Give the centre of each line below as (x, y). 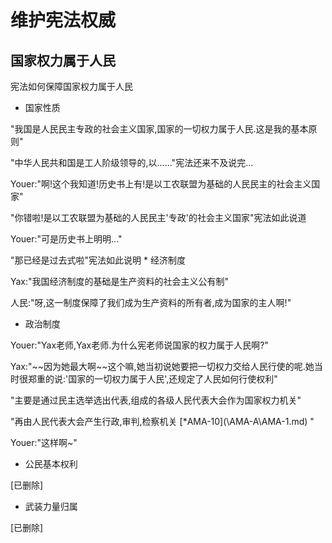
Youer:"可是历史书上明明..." (66, 239)
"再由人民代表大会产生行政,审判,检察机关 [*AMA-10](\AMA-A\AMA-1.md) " (162, 421)
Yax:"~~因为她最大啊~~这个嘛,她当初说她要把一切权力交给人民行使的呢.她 (162, 366)
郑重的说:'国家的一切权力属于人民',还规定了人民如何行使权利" (152, 379)
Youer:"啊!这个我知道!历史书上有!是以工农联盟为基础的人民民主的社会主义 (161, 184)
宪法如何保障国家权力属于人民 (71, 86)
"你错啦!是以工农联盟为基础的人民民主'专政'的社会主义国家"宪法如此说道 (158, 217)
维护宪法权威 (63, 20)
